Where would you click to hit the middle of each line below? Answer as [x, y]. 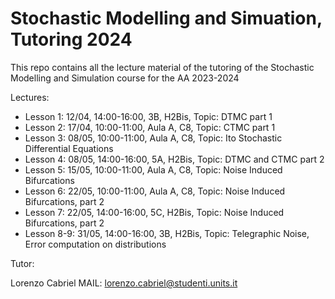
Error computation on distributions [95, 244]
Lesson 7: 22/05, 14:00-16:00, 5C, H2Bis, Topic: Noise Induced [154, 212]
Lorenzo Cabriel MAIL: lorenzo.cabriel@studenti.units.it [124, 283]
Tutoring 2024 [71, 39]
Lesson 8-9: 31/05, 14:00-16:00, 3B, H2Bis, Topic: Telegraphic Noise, [167, 233]
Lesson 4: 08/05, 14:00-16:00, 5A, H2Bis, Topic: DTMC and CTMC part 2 [174, 159]
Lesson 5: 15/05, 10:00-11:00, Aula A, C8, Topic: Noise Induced [153, 169]
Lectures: [30, 97]
